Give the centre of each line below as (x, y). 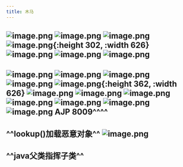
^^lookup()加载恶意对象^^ (53, 134)
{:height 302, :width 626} (101, 45)
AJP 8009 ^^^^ (81, 112)
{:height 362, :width (139, 84)
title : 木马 (20, 12)
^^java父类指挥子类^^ (45, 156)
